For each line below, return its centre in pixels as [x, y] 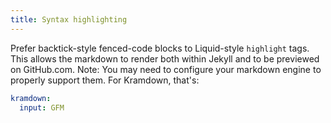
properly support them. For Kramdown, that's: [105, 80]
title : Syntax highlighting [69, 19]
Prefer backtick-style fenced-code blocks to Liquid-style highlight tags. [160, 48]
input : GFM [42, 107]
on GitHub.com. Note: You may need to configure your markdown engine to [166, 69]
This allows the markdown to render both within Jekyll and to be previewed [165, 58]
